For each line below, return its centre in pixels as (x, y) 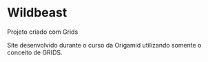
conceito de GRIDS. (35, 52)
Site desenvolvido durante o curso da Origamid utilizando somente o (104, 45)
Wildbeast (37, 13)
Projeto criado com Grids (43, 32)
